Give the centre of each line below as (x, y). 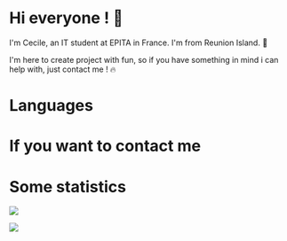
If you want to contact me (105, 146)
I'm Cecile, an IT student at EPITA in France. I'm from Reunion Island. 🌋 (139, 43)
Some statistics (68, 187)
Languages (51, 106)
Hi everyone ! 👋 (66, 18)
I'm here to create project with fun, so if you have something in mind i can (144, 59)
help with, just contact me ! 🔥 (63, 69)
